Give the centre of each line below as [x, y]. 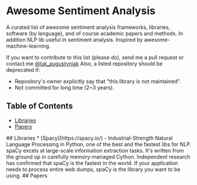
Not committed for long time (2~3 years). [64, 87]
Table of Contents [40, 106]
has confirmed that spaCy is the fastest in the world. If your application [92, 163]
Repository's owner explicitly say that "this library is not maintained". [98, 81]
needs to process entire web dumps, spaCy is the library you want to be [93, 169]
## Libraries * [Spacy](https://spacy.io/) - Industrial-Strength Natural [89, 138]
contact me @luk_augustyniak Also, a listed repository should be [84, 64]
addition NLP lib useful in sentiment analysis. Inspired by [74, 39]
